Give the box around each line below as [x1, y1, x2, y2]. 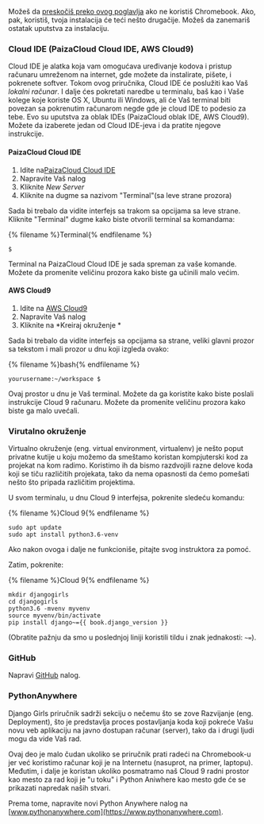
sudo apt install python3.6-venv [8, 531, 119, 538]
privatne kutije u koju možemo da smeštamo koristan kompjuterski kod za [8, 453, 248, 461]
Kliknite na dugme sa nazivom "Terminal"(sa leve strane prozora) [19, 190, 232, 200]
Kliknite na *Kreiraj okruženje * [19, 320, 121, 329]
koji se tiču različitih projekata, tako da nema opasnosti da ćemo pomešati [8, 469, 250, 478]
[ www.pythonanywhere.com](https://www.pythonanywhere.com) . [8, 807, 224, 816]
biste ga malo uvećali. [8, 406, 79, 415]
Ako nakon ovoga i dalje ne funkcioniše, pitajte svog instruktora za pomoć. [8, 545, 251, 554]
